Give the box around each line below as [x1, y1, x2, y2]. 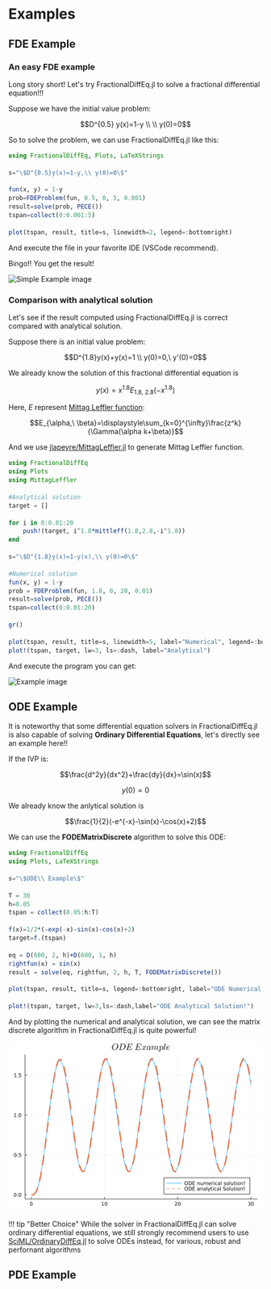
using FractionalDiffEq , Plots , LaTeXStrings [8, 151, 164, 160]
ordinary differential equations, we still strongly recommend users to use [8, 1228, 249, 1237]
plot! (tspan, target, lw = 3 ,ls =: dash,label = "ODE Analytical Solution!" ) [8, 1002, 254, 1011]
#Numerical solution [8, 570, 78, 578]
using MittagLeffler [8, 476, 78, 484]
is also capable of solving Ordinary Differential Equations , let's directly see [8, 730, 261, 739]
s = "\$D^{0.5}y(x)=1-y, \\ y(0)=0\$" [8, 169, 128, 177]
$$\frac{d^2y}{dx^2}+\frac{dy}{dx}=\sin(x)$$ [59, 770, 212, 780]
